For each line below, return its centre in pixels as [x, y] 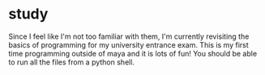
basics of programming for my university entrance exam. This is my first [128, 44]
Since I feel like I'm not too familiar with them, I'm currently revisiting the [129, 36]
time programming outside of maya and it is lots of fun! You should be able [133, 53]
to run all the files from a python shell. [72, 62]
